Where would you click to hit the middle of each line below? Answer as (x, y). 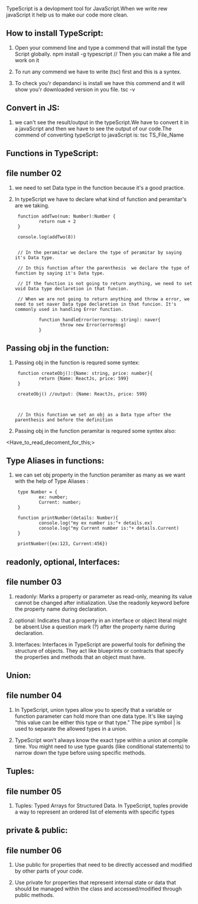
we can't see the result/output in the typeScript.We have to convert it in (102, 122)
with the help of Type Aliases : (51, 481)
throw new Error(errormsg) (93, 325)
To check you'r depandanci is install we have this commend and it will (100, 83)
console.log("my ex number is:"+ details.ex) (96, 523)
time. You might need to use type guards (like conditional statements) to (102, 746)
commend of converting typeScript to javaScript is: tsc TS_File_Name (99, 135)
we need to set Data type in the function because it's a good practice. (100, 187)
